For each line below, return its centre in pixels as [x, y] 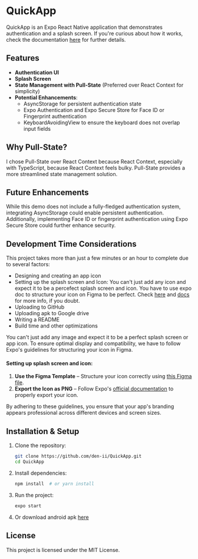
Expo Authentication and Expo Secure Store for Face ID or [94, 110]
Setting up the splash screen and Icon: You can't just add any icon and [100, 282]
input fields [37, 128]
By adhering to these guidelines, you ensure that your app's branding [90, 406]
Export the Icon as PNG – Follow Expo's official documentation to [94, 389]
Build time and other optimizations [56, 326]
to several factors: [28, 264]
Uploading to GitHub [39, 307]
